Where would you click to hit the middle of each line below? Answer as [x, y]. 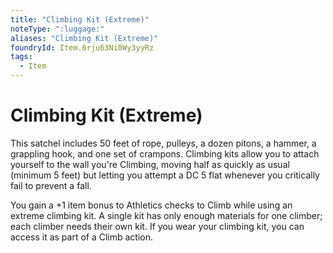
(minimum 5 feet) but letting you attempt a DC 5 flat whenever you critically [165, 175]
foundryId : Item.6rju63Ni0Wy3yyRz [82, 47]
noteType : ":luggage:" [57, 29]
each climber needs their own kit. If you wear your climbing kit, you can [157, 226]
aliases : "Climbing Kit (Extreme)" [84, 38]
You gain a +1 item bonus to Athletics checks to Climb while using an [151, 205]
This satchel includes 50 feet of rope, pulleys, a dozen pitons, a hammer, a [163, 143]
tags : [21, 57]
